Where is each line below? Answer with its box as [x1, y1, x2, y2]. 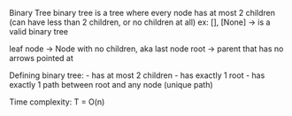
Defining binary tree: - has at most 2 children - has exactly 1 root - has [9, 70, 265, 81]
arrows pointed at [9, 53, 73, 63]
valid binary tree [9, 27, 69, 36]
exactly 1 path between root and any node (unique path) [9, 80, 214, 89]
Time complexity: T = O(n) [9, 97, 105, 107]
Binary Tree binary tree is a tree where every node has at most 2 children [9, 8, 276, 18]
